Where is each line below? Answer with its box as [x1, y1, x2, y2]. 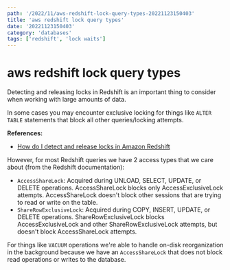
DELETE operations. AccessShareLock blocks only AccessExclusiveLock [16, 183, 223, 192]
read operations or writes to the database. [7, 256, 126, 264]
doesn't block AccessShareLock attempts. [16, 227, 137, 236]
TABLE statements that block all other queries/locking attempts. [7, 116, 184, 124]
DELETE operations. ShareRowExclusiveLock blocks [16, 213, 165, 221]
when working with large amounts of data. [7, 95, 127, 104]
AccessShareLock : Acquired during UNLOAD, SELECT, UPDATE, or [16, 177, 202, 185]
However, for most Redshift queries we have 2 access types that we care [7, 156, 214, 164]
